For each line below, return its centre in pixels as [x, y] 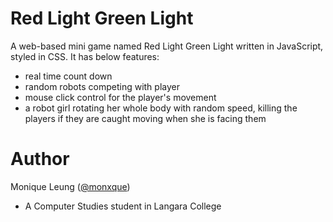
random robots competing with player [102, 86]
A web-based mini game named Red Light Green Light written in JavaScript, [167, 46]
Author [40, 159]
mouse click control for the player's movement [120, 97]
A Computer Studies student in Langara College [123, 206]
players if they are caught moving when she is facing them [145, 118]
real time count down [68, 76]
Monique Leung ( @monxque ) [70, 186]
